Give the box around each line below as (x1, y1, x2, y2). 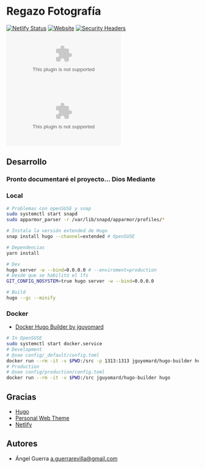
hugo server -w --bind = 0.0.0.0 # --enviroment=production (6, 267, 157, 273)
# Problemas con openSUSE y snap (6, 205, 92, 211)
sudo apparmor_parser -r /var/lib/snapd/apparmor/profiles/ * (6, 217, 165, 223)
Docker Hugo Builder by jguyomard (15, 323, 104, 331)
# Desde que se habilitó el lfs (6, 272, 88, 279)
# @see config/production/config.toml (6, 369, 105, 375)
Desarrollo (6, 157, 47, 167)
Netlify (15, 421, 32, 428)
